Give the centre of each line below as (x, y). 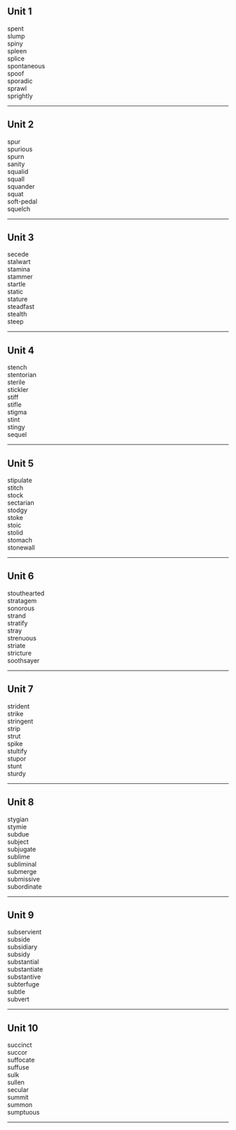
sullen (16, 1082)
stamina (19, 269)
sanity (16, 164)
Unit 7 (20, 689)
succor (18, 1053)
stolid (15, 533)
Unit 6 (21, 576)
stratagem (22, 600)
